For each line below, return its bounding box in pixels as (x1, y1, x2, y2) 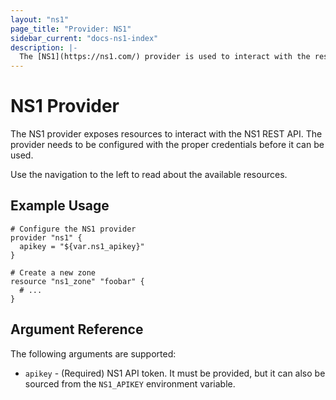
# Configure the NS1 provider (10, 224, 137, 234)
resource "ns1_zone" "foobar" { (10, 276, 145, 286)
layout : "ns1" (10, 14, 70, 25)
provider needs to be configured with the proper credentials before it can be (10, 139, 325, 151)
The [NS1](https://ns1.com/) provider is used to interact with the (19, 52, 311, 62)
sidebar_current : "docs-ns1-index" (10, 33, 159, 43)
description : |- (10, 42, 78, 53)
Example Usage (10, 197, 110, 215)
